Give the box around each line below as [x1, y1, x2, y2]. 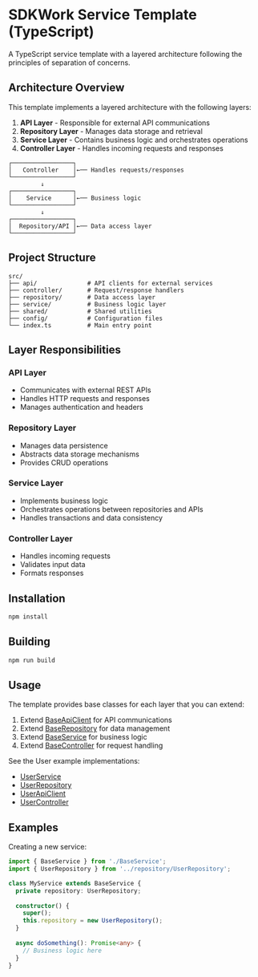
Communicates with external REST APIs [19, 385, 151, 395]
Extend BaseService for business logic [19, 732, 148, 742]
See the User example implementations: [8, 756, 140, 766]
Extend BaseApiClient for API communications [19, 716, 172, 725]
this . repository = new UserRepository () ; [22, 917, 163, 925]
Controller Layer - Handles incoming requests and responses [19, 143, 224, 153]
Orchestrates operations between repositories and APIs [19, 504, 204, 514]
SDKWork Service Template [8, 6, 198, 24]
